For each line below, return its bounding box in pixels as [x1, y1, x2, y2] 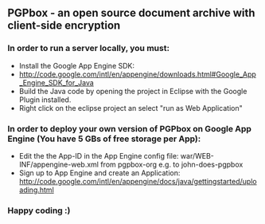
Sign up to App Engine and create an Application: [18, 167, 181, 178]
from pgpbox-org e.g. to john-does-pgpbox [99, 159, 244, 169]
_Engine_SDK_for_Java [18, 77, 95, 87]
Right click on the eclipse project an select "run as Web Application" [18, 103, 244, 112]
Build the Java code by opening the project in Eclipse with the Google [18, 86, 247, 96]
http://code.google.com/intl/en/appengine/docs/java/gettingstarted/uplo [18, 176, 257, 186]
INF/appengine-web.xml [18, 159, 99, 169]
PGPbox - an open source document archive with [7, 6, 255, 20]
